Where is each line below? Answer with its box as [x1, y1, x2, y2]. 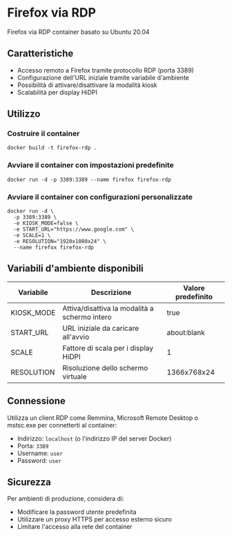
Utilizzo [7, 108, 41, 120]
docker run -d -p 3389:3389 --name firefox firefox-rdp [7, 176, 171, 183]
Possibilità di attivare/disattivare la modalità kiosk [17, 81, 157, 89]
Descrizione [90, 287, 132, 297]
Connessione [7, 395, 66, 407]
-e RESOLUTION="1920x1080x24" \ [13, 238, 107, 245]
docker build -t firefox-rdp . [7, 144, 97, 151]
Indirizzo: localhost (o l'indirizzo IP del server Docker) [17, 434, 172, 443]
